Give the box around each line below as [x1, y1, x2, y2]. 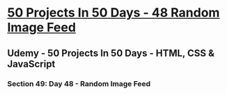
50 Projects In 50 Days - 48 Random [7, 5, 220, 21]
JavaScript [7, 58, 56, 70]
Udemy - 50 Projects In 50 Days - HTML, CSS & [7, 47, 214, 59]
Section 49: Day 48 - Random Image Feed [7, 78, 151, 88]
